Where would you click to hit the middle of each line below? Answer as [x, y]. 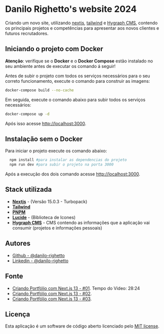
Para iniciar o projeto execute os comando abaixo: [56, 151]
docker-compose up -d [27, 114]
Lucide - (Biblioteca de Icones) [44, 217]
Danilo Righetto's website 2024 [71, 9]
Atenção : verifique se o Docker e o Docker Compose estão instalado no [79, 61]
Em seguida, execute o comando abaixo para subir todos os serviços [75, 100]
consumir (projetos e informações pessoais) [57, 228]
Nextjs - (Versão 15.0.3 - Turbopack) [50, 201]
